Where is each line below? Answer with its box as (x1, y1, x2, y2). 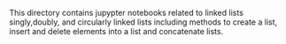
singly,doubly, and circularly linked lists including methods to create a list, (9, 17, 278, 27)
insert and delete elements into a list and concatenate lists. (9, 26, 224, 36)
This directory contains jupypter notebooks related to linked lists (9, 8, 243, 18)
